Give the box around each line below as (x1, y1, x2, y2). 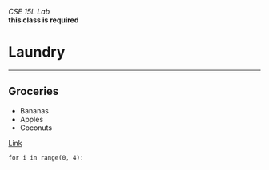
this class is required (8, 15, 79, 25)
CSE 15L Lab (8, 7, 50, 16)
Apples (19, 114, 44, 124)
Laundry (8, 43, 66, 61)
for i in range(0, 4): (8, 153, 84, 162)
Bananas (19, 105, 50, 115)
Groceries (8, 85, 59, 98)
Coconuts (19, 123, 53, 132)
